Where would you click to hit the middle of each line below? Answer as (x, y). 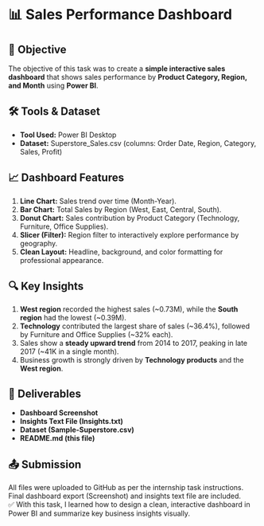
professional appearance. (62, 260)
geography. (39, 243)
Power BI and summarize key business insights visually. (99, 513)
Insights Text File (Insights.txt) (71, 422)
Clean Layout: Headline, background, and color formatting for (121, 252)
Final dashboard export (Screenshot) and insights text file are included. (124, 496)
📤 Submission (45, 464)
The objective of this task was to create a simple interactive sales (117, 69)
